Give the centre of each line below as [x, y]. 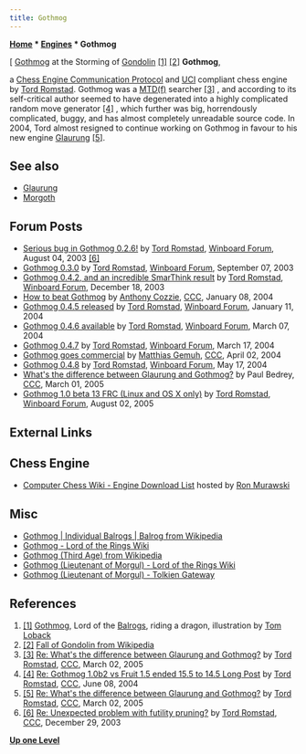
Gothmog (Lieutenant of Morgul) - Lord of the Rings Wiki [129, 565]
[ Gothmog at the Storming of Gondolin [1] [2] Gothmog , [115, 61]
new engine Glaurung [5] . [58, 137]
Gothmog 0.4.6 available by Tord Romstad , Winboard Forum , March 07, [156, 326]
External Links [51, 432]
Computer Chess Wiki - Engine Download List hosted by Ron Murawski [156, 486]
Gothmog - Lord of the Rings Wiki [86, 546]
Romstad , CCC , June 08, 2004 [80, 684]
